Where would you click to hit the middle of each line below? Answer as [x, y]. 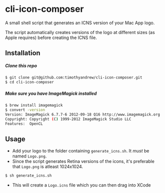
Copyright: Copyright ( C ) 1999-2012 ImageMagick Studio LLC [68, 119]
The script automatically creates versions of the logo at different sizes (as [80, 32]
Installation [23, 53]
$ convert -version [25, 110]
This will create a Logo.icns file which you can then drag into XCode [82, 185]
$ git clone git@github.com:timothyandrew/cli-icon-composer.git [74, 77]
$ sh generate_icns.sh [28, 176]
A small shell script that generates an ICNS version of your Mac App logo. [80, 23]
